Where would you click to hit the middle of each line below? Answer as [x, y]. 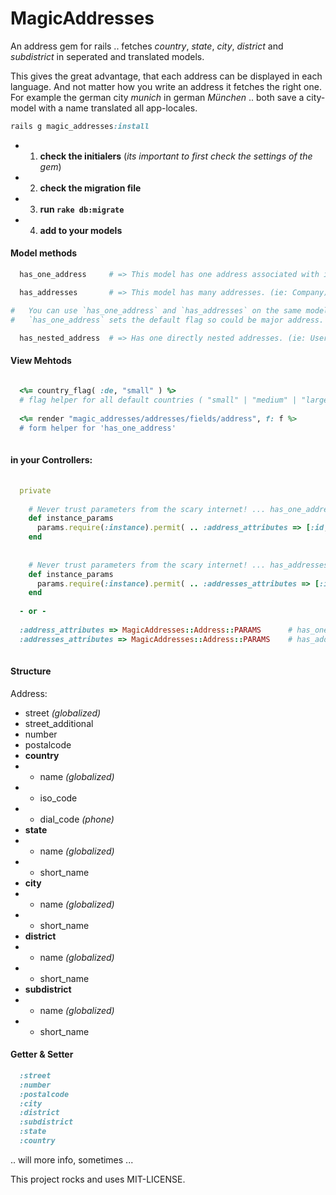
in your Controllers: [51, 460]
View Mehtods [41, 360]
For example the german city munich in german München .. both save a [157, 97]
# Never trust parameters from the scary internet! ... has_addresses [178, 565]
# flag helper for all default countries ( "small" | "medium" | [158, 400]
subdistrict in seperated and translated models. [107, 56]
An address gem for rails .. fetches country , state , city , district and [147, 46]
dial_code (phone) [77, 819]
